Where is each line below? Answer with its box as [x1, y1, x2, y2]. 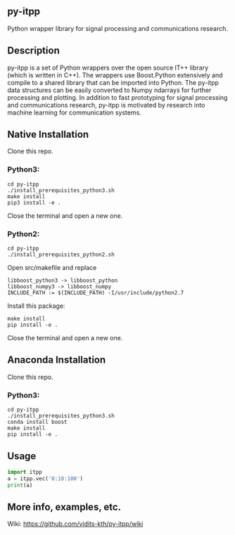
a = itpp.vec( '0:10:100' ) [7, 475, 83, 482]
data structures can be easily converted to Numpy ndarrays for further [7, 86, 212, 94]
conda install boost [7, 418, 68, 426]
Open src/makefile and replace [7, 264, 97, 272]
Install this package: [7, 302, 65, 310]
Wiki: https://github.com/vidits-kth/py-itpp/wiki [7, 520, 144, 528]
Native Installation [7, 129, 89, 141]
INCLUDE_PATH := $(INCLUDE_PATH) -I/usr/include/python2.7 [7, 290, 184, 297]
